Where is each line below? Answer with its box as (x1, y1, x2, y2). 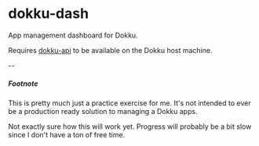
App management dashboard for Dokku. (8, 30, 139, 40)
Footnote (8, 79, 38, 88)
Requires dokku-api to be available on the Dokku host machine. (8, 45, 213, 55)
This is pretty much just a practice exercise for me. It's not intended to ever (8, 98, 251, 108)
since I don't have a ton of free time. (8, 130, 126, 139)
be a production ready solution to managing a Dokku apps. (8, 106, 198, 116)
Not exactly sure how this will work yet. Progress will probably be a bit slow (8, 122, 252, 131)
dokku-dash (8, 5, 89, 23)
